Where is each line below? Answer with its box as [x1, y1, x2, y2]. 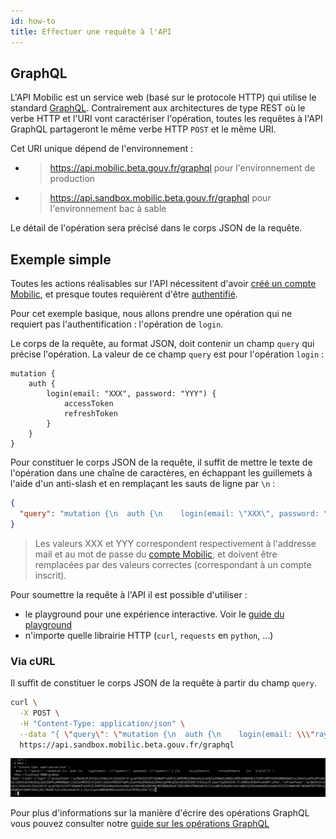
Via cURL [10, 654, 56, 668]
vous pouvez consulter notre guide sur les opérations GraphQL [10, 817, 270, 829]
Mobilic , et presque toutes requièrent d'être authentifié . [10, 288, 238, 300]
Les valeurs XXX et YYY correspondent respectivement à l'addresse [34, 537, 317, 549]
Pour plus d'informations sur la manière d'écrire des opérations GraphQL [10, 806, 310, 819]
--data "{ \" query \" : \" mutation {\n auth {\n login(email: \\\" [19, 729, 315, 739]
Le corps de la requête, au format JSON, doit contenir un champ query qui [10, 338, 315, 350]
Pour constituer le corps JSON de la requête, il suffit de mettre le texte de [10, 456, 313, 469]
